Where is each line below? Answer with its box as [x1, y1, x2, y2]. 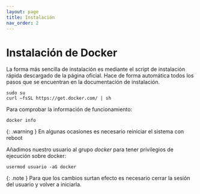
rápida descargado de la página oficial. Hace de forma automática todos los [6, 72, 194, 79]
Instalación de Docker [6, 46, 118, 59]
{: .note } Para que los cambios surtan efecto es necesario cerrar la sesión [6, 175, 190, 182]
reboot [6, 135, 23, 142]
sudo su [6, 90, 26, 96]
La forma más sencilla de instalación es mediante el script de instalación [6, 65, 186, 73]
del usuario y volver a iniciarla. [6, 181, 82, 188]
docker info [6, 118, 36, 124]
